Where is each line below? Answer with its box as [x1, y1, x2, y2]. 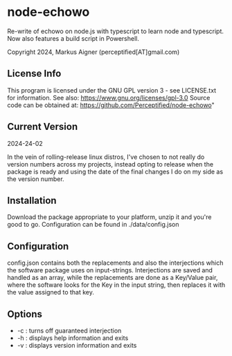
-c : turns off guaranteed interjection [17, 326, 122, 335]
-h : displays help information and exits [17, 334, 129, 342]
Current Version [7, 121, 78, 133]
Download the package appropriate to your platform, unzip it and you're [7, 213, 212, 221]
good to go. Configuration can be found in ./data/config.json [7, 221, 179, 229]
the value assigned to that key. [7, 288, 95, 297]
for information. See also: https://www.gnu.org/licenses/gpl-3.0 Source [7, 93, 211, 102]
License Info [7, 68, 62, 79]
